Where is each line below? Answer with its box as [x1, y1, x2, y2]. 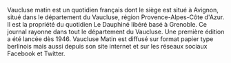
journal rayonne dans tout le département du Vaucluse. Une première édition [7, 27, 225, 36]
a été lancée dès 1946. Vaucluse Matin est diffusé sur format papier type [7, 35, 214, 43]
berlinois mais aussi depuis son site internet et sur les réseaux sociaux [7, 42, 208, 50]
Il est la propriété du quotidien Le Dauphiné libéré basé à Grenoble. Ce [7, 21, 207, 28]
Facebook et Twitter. [7, 49, 66, 58]
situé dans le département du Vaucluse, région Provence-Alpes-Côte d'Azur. [7, 13, 225, 21]
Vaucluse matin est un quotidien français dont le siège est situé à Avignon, [7, 6, 219, 14]
